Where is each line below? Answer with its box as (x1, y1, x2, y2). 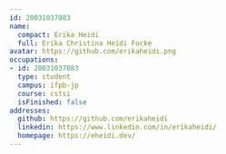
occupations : (9, 55, 59, 64)
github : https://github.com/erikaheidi (17, 114, 169, 123)
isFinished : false (17, 97, 88, 107)
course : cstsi (17, 89, 71, 98)
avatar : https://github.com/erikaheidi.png (9, 47, 177, 56)
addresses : (9, 106, 51, 115)
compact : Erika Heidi (17, 30, 100, 39)
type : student (17, 72, 71, 82)
